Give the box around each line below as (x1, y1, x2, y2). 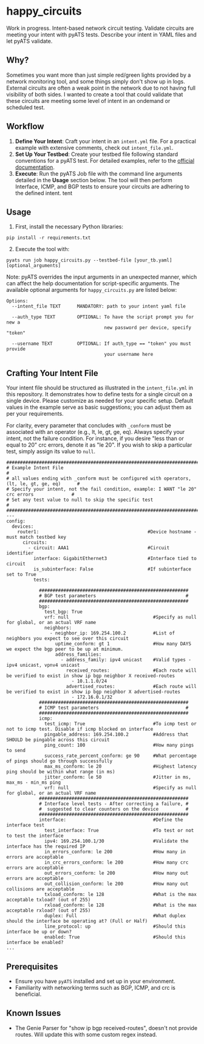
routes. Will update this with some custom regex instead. (15, 1031, 157, 1038)
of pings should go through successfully (6, 758, 113, 764)
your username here (104, 352, 154, 358)
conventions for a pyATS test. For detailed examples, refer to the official (15, 157, 195, 164)
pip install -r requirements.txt (6, 235, 91, 241)
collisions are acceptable (6, 886, 75, 892)
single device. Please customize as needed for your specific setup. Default (6, 397, 194, 405)
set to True (6, 572, 36, 578)
